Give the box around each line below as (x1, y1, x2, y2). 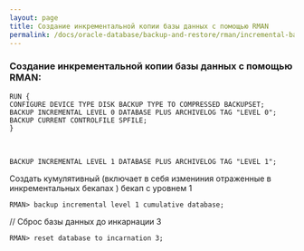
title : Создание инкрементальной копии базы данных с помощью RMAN (9, 22, 270, 31)
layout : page (9, 13, 59, 23)
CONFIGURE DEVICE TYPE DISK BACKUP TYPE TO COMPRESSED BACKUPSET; (9, 100, 265, 109)
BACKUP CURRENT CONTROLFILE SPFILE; (9, 115, 147, 125)
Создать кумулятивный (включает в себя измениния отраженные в (9, 173, 271, 184)
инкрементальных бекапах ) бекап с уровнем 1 (9, 182, 193, 193)
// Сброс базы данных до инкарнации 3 (9, 216, 162, 227)
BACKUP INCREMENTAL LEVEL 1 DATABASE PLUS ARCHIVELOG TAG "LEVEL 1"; (9, 157, 278, 166)
